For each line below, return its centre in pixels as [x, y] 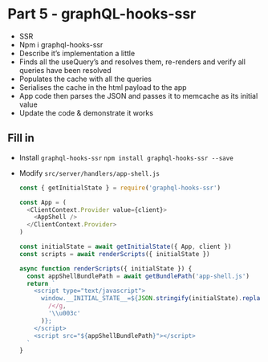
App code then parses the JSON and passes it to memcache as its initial [138, 96]
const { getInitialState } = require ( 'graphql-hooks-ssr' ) [120, 188]
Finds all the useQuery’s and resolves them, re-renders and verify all [132, 62]
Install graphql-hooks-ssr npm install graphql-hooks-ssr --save [126, 157]
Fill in [21, 138]
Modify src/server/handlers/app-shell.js [89, 173]
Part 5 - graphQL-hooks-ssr [102, 14]
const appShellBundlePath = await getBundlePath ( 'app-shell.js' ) [138, 276]
